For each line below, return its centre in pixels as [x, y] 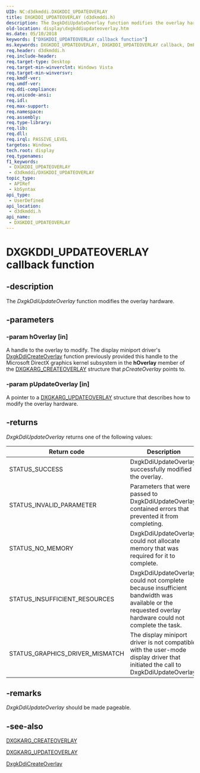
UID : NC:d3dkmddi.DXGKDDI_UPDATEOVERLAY [57, 12]
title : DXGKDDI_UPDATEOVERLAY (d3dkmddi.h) [61, 17]
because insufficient [159, 587]
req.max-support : [28, 106]
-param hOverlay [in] [37, 337]
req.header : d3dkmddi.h [36, 51]
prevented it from [154, 516]
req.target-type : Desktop [38, 61]
